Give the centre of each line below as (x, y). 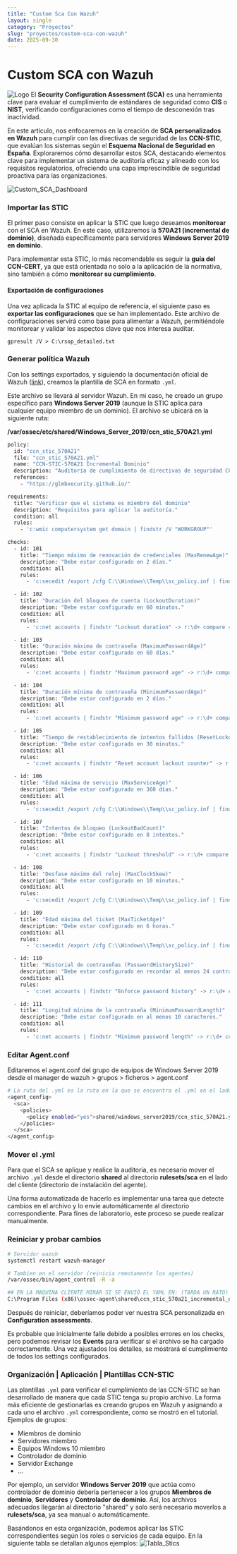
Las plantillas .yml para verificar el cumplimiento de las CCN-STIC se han (114, 1390)
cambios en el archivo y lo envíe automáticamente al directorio (98, 1206)
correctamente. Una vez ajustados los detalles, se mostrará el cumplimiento (117, 1349)
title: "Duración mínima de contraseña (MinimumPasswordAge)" (113, 692)
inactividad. (24, 117)
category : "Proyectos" (41, 27)
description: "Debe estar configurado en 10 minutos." (102, 880)
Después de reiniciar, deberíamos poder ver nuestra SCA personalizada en (116, 1312)
